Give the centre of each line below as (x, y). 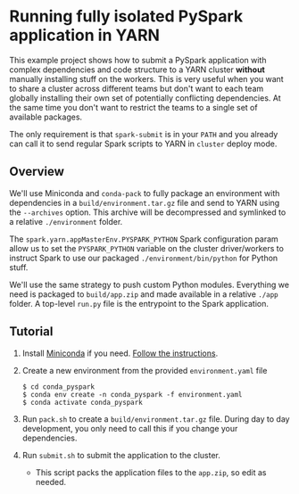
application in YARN (85, 35)
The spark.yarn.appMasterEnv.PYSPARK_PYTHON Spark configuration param (144, 239)
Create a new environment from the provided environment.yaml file (145, 370)
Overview (37, 172)
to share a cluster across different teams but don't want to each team (137, 88)
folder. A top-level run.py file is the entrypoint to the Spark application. (139, 303)
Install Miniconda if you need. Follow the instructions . (120, 353)
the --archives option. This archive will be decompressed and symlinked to (148, 212)
